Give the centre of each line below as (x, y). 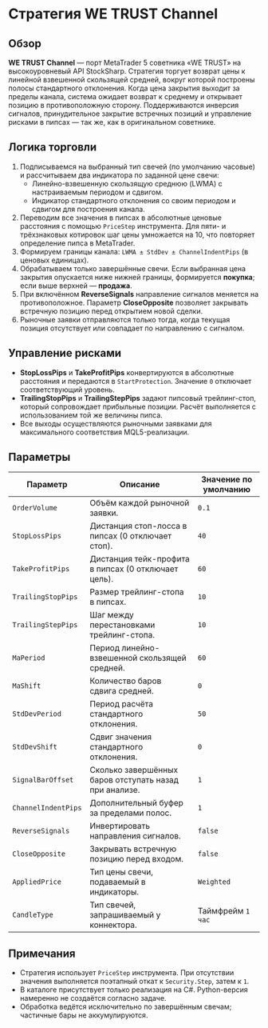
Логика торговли (53, 148)
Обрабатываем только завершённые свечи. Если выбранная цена (132, 268)
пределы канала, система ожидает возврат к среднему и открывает (126, 96)
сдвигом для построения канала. (88, 209)
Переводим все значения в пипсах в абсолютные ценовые (120, 218)
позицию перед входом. (137, 859)
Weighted (214, 882)
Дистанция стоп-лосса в (138, 526)
